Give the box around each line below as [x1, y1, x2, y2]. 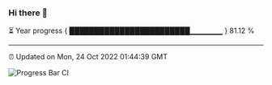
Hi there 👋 [8, 7, 49, 18]
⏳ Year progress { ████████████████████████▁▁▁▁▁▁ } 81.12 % [8, 26, 255, 35]
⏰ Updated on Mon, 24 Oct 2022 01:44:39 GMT [8, 52, 168, 62]
